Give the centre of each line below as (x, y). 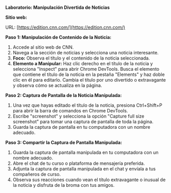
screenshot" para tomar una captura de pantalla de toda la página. (83, 122)
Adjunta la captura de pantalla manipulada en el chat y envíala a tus (84, 169)
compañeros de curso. (37, 174)
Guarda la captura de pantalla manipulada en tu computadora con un (85, 152)
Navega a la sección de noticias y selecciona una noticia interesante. (86, 53)
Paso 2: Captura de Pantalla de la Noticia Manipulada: (64, 95)
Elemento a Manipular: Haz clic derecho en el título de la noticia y (83, 63)
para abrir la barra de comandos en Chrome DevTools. (70, 111)
